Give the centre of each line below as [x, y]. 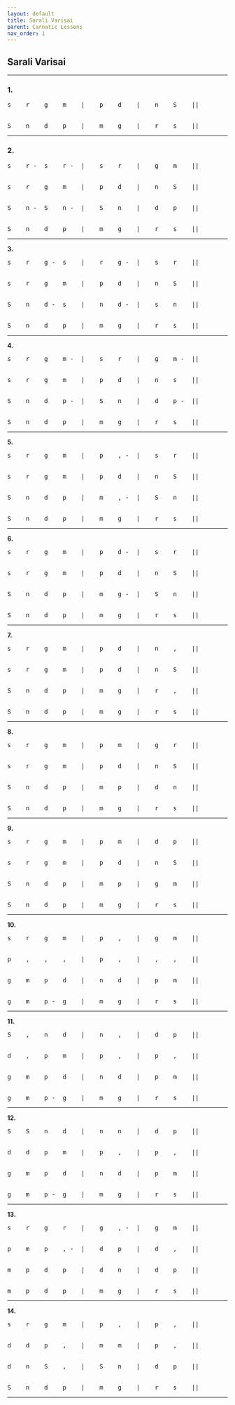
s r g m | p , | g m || [103, 938]
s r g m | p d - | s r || [103, 552]
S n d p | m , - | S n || [103, 497]
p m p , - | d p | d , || [103, 1248]
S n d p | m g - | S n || [103, 594]
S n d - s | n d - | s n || [103, 304]
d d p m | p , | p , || [103, 1152]
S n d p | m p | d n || [103, 787]
